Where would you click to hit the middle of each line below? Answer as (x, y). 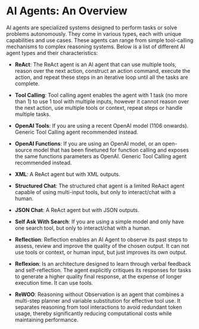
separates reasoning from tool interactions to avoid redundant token (98, 307)
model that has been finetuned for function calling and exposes (111, 150)
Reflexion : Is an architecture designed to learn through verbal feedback (103, 263)
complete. (27, 83)
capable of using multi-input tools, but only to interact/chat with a (95, 192)
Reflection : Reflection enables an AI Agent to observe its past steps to (101, 239)
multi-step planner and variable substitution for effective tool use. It (97, 300)
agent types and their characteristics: (52, 53)
